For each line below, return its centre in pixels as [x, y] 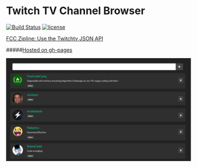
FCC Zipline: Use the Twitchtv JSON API [55, 38]
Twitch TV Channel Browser [76, 11]
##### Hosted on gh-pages [39, 50]
